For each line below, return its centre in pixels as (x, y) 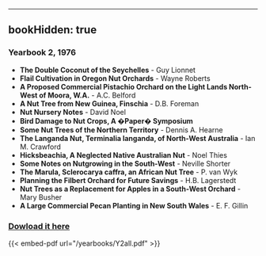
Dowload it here (39, 226)
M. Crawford (40, 147)
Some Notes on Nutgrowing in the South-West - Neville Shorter (125, 163)
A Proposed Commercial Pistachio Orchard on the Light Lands (123, 86)
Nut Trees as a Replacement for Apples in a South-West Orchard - (130, 189)
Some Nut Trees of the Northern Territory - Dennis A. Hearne (121, 130)
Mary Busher (41, 197)
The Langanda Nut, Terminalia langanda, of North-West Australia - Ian (137, 138)
